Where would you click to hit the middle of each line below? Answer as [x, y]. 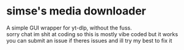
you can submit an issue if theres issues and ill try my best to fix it [89, 40]
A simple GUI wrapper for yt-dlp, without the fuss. [69, 28]
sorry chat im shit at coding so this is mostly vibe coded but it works [92, 34]
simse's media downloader [76, 11]
